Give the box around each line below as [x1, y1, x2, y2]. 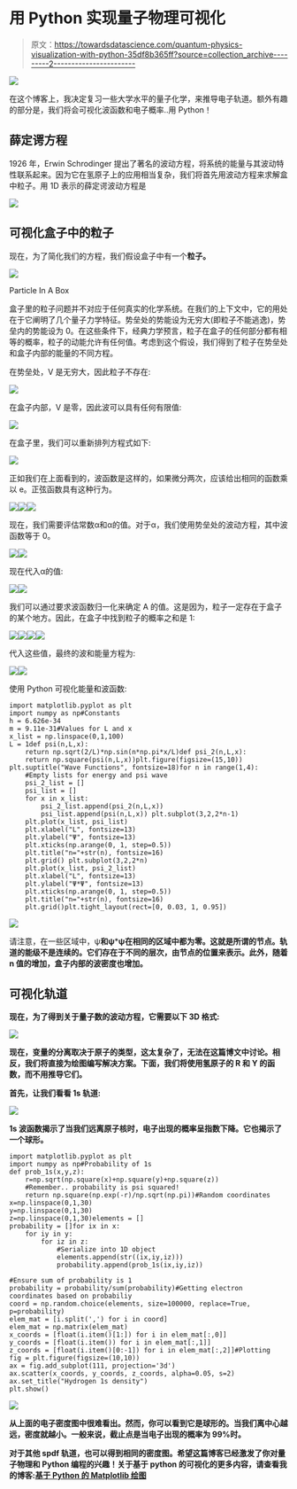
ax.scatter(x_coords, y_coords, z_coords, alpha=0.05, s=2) [9, 1369, 236, 1378]
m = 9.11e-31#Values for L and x [9, 724, 133, 733]
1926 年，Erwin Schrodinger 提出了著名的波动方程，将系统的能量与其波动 [9, 158, 277, 168]
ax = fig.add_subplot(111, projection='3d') [9, 1361, 176, 1370]
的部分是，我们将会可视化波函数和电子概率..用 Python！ [9, 104, 212, 115]
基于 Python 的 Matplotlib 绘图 [34, 1470, 147, 1481]
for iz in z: [41, 1237, 89, 1246]
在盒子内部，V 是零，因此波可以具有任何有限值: [9, 401, 182, 412]
